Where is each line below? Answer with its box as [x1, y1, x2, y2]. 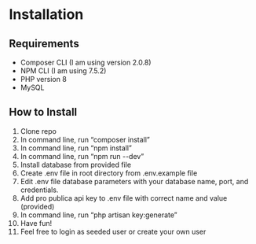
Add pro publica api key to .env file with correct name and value [20, 193, 228, 202]
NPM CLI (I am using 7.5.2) [20, 66, 107, 76]
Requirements [9, 37, 79, 50]
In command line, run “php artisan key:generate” [20, 210, 177, 220]
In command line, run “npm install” [20, 143, 132, 153]
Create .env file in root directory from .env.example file [20, 168, 198, 178]
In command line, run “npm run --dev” [20, 151, 144, 161]
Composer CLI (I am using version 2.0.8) [20, 57, 152, 67]
